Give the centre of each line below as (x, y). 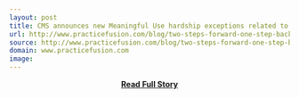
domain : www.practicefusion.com (69, 51)
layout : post (33, 17)
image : (21, 59)
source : (24, 42)
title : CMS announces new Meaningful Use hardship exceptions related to (149, 26)
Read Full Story (149, 84)
